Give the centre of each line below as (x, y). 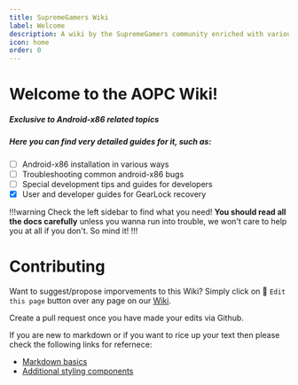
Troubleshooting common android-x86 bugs (103, 174)
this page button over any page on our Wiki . (90, 300)
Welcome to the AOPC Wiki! (114, 94)
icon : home (29, 42)
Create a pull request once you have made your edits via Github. (126, 318)
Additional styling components (78, 371)
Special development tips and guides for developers (117, 184)
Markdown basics (55, 361)
